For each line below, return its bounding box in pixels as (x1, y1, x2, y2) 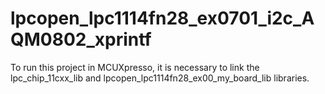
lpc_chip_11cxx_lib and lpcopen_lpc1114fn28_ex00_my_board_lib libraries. (10, 72, 310, 84)
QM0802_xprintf (10, 28, 152, 51)
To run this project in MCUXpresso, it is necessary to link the (10, 61, 260, 73)
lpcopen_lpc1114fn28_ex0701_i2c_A (10, 7, 315, 30)
